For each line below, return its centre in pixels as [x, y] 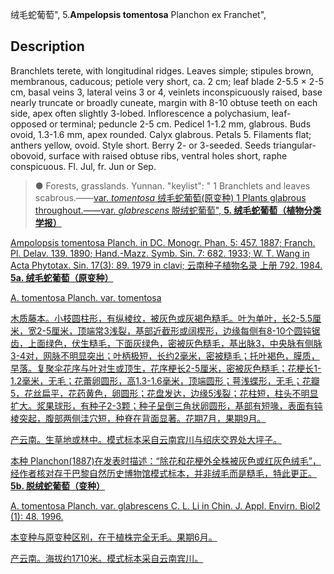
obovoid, [28, 155]
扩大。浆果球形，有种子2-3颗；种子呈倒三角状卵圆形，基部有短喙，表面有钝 [166, 405]
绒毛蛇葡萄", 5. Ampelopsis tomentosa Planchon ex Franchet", [138, 14]
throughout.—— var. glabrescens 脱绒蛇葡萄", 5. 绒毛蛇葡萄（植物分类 [178, 210]
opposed [29, 124]
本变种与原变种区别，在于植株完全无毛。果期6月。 [114, 537]
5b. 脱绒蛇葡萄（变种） [58, 485]
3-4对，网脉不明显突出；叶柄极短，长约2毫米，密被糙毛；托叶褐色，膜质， [165, 355]
